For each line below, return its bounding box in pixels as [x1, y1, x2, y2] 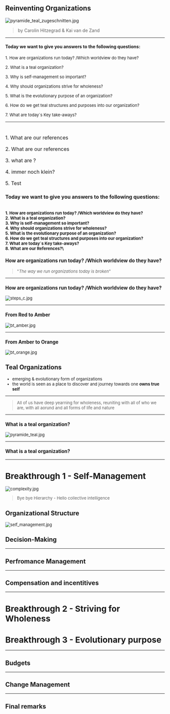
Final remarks [5, 702, 47, 710]
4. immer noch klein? [5, 168, 55, 175]
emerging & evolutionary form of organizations [12, 376, 103, 382]
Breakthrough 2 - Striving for [5, 603, 120, 614]
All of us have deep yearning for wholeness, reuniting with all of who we [17, 400, 157, 405]
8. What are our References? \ [5, 246, 64, 251]
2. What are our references [5, 145, 70, 153]
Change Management [5, 681, 70, 689]
